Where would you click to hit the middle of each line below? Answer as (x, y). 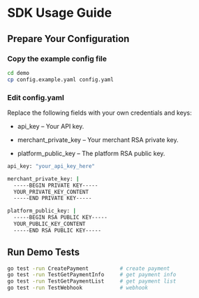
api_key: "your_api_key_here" (51, 166)
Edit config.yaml (36, 97)
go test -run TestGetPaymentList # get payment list (92, 281)
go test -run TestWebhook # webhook (78, 288)
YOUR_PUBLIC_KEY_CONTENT (50, 224)
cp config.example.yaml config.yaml (60, 79)
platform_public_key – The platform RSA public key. (91, 153)
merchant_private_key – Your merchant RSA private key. (98, 140)
